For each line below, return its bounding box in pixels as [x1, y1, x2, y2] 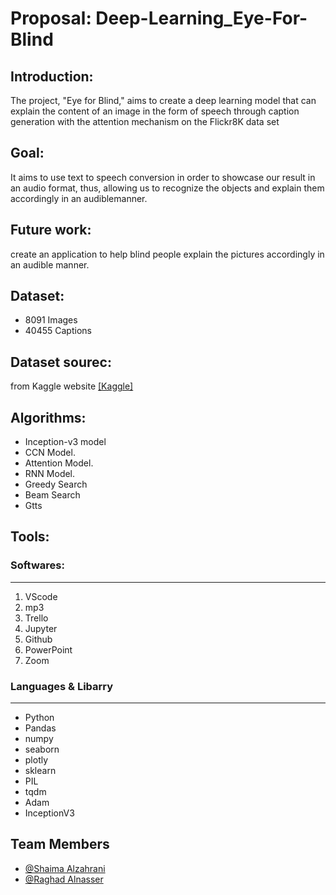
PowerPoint [24, 643, 73, 656]
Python [24, 712, 55, 724]
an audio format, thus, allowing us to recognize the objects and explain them [10, 182, 325, 194]
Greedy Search [24, 478, 88, 491]
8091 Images [24, 314, 78, 326]
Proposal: [10, 7, 92, 30]
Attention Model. [24, 457, 94, 469]
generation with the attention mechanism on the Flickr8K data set [10, 116, 280, 127]
